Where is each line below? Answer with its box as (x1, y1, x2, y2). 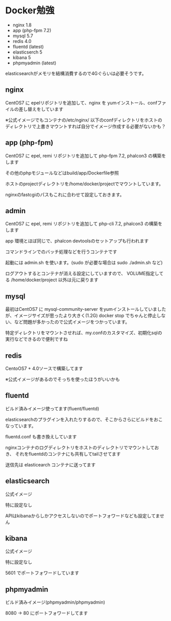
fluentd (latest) (12, 43, 44, 49)
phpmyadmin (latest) (12, 60, 57, 66)
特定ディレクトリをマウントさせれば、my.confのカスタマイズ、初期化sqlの (5, 330, 162, 336)
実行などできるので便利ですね (5, 336, 68, 342)
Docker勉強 (5, 5, 55, 16)
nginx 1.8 (12, 21, 32, 28)
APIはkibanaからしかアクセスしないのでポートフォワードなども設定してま (5, 512, 160, 518)
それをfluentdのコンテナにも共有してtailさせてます (15, 451, 121, 457)
